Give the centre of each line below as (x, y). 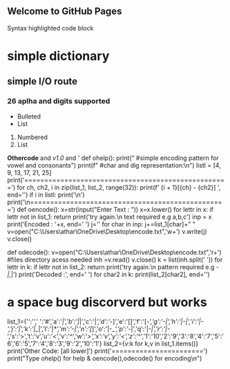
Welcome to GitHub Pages (65, 11)
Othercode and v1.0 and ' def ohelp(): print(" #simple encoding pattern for (113, 158)
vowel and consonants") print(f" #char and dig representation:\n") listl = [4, (114, 165)
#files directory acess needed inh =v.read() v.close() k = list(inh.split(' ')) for (115, 260)
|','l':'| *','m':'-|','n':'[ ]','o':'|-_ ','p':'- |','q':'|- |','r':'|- (104, 329)
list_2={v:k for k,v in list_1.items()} (151, 343)
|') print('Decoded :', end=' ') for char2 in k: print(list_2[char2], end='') (110, 274)
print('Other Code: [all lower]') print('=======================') (107, 351)
